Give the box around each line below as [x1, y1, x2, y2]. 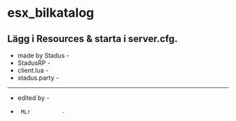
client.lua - [17, 66, 49, 74]
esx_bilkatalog [7, 5, 95, 21]
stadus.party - [17, 73, 60, 82]
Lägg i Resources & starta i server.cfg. [7, 33, 178, 45]
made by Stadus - [17, 51, 70, 59]
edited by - [17, 94, 50, 102]
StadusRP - [17, 59, 51, 67]
